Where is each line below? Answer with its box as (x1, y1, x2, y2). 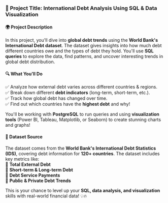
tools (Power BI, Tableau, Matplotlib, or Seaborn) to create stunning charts (5, 117, 161, 123)
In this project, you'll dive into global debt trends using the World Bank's (5, 37, 158, 43)
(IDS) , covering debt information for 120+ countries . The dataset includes (5, 150, 160, 157)
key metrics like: (5, 156, 40, 162)
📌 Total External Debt (5, 161, 51, 167)
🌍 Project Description (5, 24, 53, 30)
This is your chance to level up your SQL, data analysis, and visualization (5, 187, 160, 193)
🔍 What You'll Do (5, 71, 43, 77)
